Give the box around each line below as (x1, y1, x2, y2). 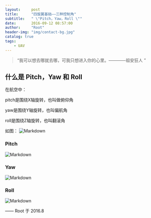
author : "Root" (5, 25, 45, 30)
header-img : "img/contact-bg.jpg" (5, 30, 75, 35)
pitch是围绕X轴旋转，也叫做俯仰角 (5, 97, 74, 103)
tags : (5, 39, 16, 44)
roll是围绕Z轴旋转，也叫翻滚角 (5, 118, 66, 124)
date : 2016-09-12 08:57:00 (5, 20, 73, 26)
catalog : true (5, 35, 34, 39)
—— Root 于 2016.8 (5, 208, 44, 214)
